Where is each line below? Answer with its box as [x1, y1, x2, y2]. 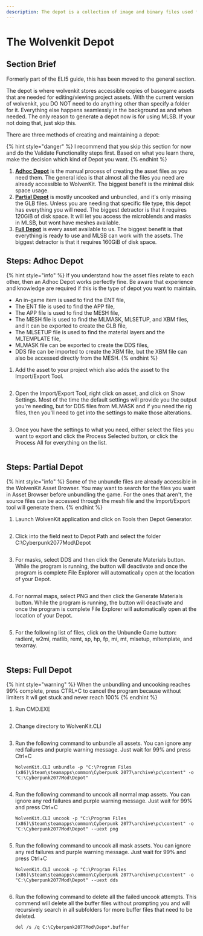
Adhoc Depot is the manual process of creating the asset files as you [14, 167, 188, 175]
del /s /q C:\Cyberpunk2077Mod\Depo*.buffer [14, 924, 129, 931]
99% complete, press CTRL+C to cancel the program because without [6, 687, 181, 695]
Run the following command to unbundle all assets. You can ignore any [14, 739, 192, 747]
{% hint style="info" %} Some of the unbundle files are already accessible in [6, 478, 197, 485]
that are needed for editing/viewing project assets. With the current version [6, 93, 194, 101]
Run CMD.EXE [14, 705, 51, 713]
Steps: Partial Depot [6, 462, 83, 472]
